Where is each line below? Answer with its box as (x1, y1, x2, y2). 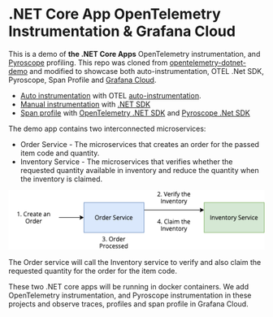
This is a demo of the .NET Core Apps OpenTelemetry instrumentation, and (8, 49, 261, 59)
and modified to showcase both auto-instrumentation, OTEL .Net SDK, (29, 66, 264, 76)
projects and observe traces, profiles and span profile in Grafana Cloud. (8, 299, 249, 309)
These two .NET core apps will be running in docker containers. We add (8, 282, 249, 292)
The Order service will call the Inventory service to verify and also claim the (8, 258, 262, 267)
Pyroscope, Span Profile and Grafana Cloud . (8, 75, 157, 85)
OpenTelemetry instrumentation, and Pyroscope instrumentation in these (8, 290, 252, 301)
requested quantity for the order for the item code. (8, 266, 177, 276)
